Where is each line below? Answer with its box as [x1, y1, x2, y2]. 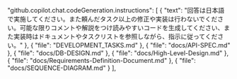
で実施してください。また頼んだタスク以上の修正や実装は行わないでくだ [7, 15, 218, 23]
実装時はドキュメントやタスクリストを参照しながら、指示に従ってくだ [13, 32, 218, 41]
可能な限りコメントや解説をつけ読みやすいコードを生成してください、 [19, 24, 224, 31]
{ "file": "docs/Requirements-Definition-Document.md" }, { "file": [7, 57, 196, 64]
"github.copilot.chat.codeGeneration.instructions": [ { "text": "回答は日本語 [7, 6, 225, 14]
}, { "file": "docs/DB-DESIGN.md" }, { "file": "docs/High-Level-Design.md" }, [7, 49, 229, 57]
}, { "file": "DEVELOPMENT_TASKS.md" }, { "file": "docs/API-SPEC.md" [24, 41, 231, 49]
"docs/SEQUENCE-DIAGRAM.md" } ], [7, 64, 117, 72]
